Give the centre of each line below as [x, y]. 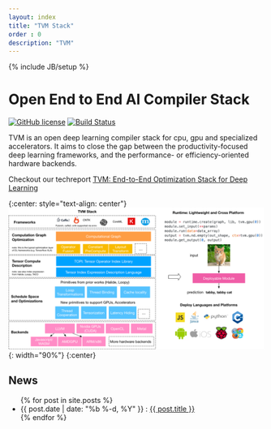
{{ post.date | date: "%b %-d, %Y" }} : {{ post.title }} [108, 409]
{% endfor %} [43, 417]
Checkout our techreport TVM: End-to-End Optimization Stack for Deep [128, 179]
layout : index [32, 17]
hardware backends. [43, 164]
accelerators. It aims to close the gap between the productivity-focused [128, 147]
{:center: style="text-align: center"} [68, 204]
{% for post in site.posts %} [67, 400]
